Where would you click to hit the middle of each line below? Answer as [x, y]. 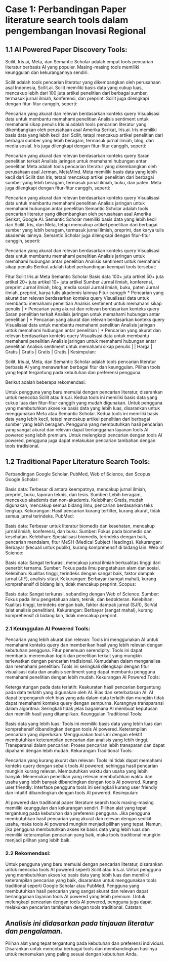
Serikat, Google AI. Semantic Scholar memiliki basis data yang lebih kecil [81, 219]
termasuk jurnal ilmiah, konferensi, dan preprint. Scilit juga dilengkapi [77, 98]
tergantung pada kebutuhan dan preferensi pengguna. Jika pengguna [78, 813]
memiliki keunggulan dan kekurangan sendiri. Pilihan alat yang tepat [76, 808]
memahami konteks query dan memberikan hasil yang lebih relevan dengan [84, 645]
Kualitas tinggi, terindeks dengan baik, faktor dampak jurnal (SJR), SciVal [81, 605]
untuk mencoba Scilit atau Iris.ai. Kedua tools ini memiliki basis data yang [81, 397]
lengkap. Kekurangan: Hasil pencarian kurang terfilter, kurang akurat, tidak [83, 510]
